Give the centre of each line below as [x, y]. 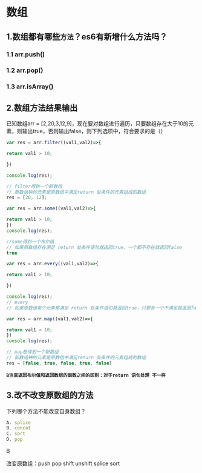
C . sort [16, 434]
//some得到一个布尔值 [30, 242]
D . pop [15, 440]
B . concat [19, 428]
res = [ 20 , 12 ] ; [27, 197]
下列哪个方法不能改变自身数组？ [46, 411]
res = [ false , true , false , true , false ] [59, 363]
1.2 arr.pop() [25, 70]
